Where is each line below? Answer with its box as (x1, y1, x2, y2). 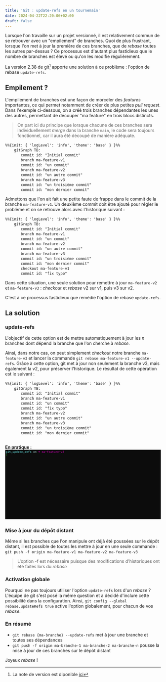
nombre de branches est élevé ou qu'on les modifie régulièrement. (5, 53, 141, 59)
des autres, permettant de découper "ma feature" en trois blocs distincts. (5, 112, 154, 118)
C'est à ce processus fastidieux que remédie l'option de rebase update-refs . (5, 294, 161, 300)
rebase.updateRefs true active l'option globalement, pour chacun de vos (5, 603, 153, 609)
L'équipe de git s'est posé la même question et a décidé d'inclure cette (5, 592, 149, 598)
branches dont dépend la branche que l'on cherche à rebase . (5, 340, 130, 346)
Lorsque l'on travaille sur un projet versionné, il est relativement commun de (5, 33, 160, 39)
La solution (5, 309, 40, 318)
